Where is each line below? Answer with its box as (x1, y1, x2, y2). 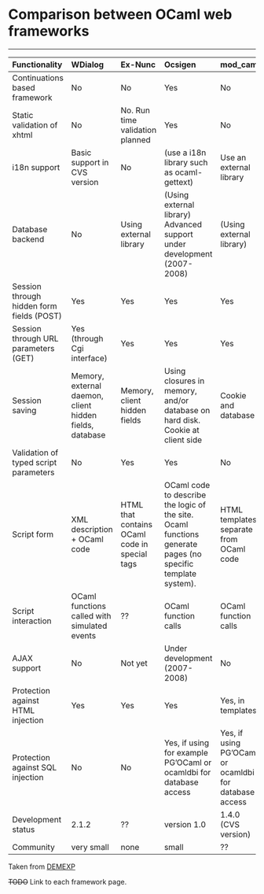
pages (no (163, 549, 202, 560)
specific (163, 558, 194, 569)
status (12, 824, 35, 835)
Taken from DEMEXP (8, 862, 76, 871)
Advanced (163, 219, 203, 230)
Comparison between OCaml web (8, 6, 233, 24)
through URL (12, 333, 59, 344)
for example (163, 747, 208, 758)
